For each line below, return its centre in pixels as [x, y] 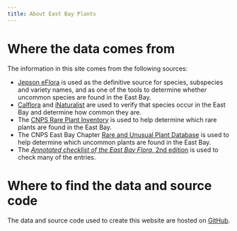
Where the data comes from [91, 48]
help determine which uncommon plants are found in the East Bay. [114, 142]
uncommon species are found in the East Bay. [84, 97]
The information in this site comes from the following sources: [98, 69]
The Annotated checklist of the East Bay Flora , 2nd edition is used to [118, 150]
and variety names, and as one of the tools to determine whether [112, 90]
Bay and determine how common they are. [79, 112]
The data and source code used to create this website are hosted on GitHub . [119, 220]
